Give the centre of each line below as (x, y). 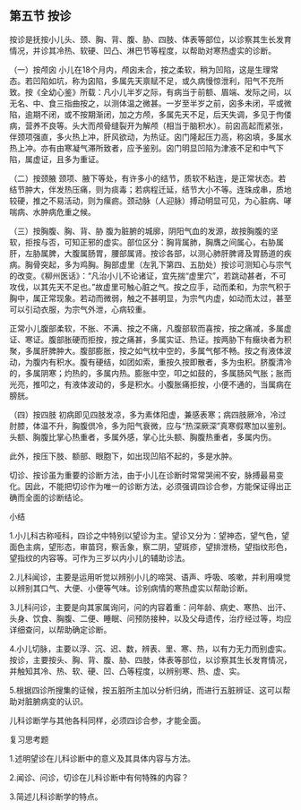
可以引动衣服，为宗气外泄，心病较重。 (80, 309)
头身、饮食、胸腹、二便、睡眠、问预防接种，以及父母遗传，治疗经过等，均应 (150, 618)
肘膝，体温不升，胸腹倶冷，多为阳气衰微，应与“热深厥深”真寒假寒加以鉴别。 (150, 426)
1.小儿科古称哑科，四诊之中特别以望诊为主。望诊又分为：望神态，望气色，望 (149, 535)
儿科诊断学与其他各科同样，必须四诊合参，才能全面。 (107, 720)
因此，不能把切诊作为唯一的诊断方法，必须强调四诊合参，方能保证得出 (154, 486)
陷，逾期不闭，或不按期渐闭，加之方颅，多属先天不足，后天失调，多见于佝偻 (150, 114)
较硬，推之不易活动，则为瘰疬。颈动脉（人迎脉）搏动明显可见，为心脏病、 (146, 201)
